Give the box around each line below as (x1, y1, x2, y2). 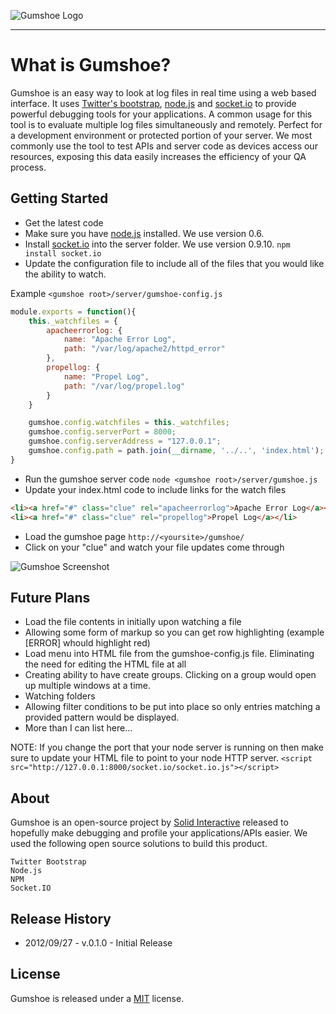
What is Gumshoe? (10, 54, 172, 77)
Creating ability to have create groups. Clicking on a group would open (24, 669, 317, 681)
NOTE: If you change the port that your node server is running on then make (10, 741, 324, 754)
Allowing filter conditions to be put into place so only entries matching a (24, 701, 321, 713)
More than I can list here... (24, 722, 133, 734)
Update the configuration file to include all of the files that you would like (24, 257, 325, 269)
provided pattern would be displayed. (24, 711, 180, 724)
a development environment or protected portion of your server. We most (10, 129, 313, 141)
